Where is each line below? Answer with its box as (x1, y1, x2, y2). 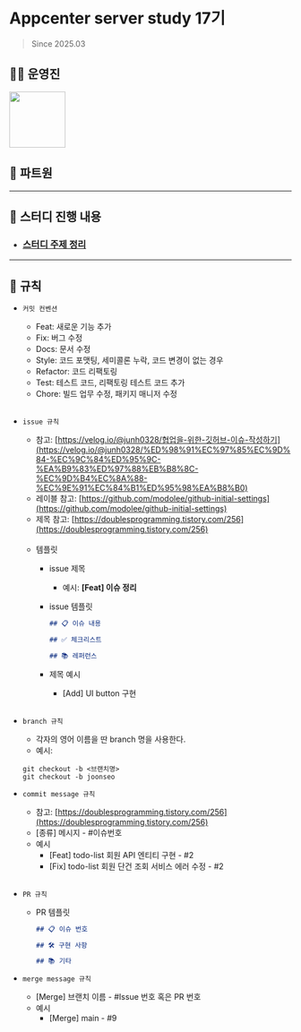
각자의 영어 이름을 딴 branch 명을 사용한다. (35, 734, 186, 744)
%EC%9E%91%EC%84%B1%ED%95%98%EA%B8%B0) (35, 483, 248, 494)
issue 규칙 (21, 417, 60, 426)
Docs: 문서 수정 (35, 344, 91, 355)
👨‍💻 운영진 (9, 66, 61, 82)
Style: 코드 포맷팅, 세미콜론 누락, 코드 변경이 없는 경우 (35, 355, 224, 365)
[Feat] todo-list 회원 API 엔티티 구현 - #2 (48, 849, 194, 860)
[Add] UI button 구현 (62, 687, 137, 699)
